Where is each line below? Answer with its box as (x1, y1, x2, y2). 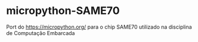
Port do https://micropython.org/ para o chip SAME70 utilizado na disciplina (6, 23, 192, 30)
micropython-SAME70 (6, 4, 120, 17)
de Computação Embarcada (6, 29, 75, 36)
